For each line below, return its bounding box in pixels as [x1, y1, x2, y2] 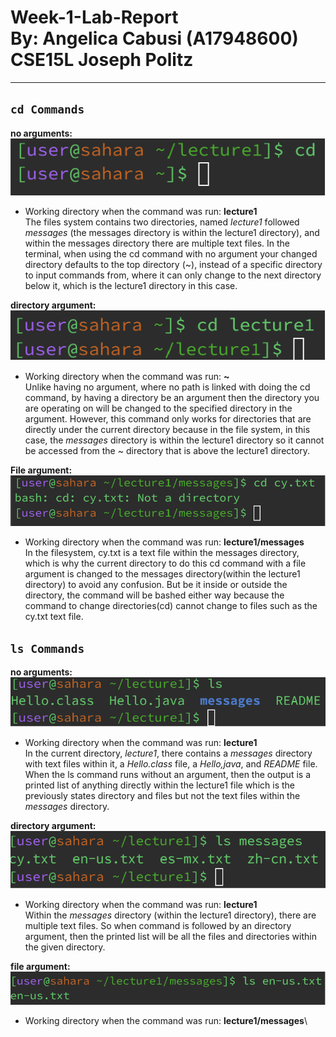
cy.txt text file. [24, 611, 84, 623]
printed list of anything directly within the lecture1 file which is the [24, 779, 295, 791]
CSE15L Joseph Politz [10, 49, 194, 71]
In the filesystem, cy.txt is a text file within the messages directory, [24, 547, 300, 559]
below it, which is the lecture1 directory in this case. [24, 280, 238, 292]
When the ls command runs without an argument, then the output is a [24, 769, 311, 781]
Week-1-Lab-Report [10, 6, 179, 29]
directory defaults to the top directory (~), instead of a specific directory [24, 259, 323, 271]
